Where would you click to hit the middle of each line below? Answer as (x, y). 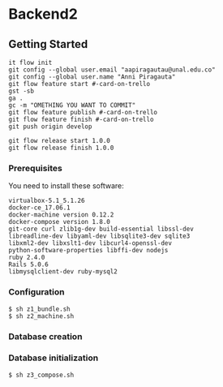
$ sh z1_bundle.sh (39, 309)
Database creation (45, 336)
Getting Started (48, 44)
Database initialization (54, 358)
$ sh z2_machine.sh (41, 316)
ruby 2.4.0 (27, 258)
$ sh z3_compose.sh (41, 375)
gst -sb (21, 91)
